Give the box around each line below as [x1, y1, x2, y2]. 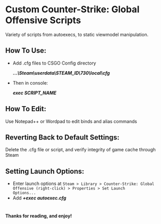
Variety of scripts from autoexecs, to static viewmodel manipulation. [5, 31, 149, 37]
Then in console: [12, 79, 49, 86]
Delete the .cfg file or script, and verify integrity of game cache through [5, 147, 156, 153]
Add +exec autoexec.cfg [12, 195, 66, 201]
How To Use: [5, 46, 47, 55]
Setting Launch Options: [5, 167, 84, 175]
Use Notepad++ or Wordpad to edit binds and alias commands [5, 118, 137, 124]
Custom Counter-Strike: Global [5, 4, 140, 15]
